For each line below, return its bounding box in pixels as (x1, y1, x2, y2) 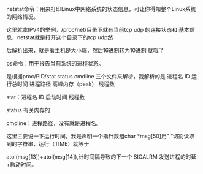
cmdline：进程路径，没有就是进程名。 (6, 119, 102, 127)
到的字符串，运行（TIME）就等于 (6, 140, 90, 147)
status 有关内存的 (6, 107, 51, 113)
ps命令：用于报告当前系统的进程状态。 (6, 60, 104, 67)
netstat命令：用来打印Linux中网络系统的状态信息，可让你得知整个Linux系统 (6, 6, 196, 12)
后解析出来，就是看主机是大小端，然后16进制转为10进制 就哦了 (6, 47, 164, 54)
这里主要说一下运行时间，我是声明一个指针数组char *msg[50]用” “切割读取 (6, 132, 195, 140)
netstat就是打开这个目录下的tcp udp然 (17, 34, 113, 41)
